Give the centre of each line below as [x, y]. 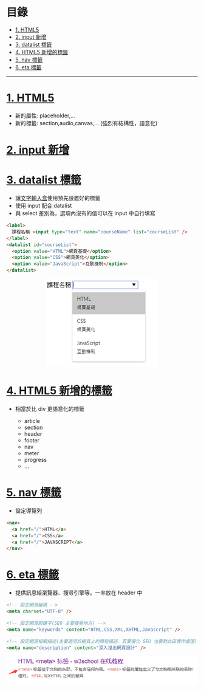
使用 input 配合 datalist [43, 205]
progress [36, 459]
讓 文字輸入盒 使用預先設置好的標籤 [58, 198]
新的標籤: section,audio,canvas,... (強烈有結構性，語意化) [86, 123]
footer [32, 440]
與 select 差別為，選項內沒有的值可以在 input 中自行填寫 [85, 213]
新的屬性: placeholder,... [45, 115]
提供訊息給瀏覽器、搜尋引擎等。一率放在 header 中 [79, 593]
